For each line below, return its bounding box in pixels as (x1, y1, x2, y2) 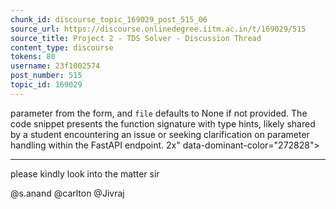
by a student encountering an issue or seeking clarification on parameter (10, 128, 310, 140)
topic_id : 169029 (10, 80, 83, 90)
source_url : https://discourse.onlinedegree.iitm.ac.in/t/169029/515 (10, 24, 307, 34)
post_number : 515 (10, 71, 83, 81)
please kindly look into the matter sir (10, 167, 160, 180)
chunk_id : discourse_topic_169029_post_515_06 (10, 14, 208, 25)
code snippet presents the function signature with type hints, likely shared (10, 117, 316, 130)
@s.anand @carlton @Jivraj (10, 187, 125, 199)
